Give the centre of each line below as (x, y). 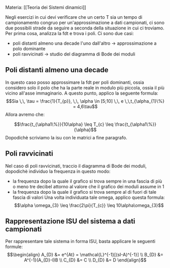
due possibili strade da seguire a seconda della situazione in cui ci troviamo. (85, 28)
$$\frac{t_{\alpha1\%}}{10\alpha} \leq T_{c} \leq (64, 124)
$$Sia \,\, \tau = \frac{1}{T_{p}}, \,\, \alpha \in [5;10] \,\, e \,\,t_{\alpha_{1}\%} (85, 101)
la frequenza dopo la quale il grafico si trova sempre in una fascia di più (87, 181)
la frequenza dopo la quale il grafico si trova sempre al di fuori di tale (84, 192)
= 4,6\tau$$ (85, 106)
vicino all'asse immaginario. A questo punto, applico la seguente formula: (82, 93)
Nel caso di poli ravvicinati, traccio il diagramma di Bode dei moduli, (76, 166)
